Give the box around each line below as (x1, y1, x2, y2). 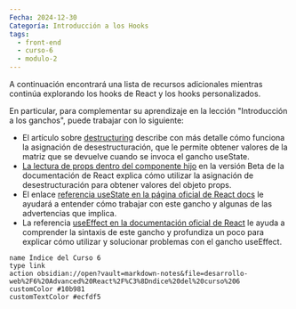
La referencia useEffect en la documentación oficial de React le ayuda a (21, 217, 285, 228)
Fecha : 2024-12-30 (9, 12, 77, 22)
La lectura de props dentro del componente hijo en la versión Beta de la (21, 161, 284, 171)
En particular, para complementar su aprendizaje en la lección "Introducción (9, 106, 288, 116)
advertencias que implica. (21, 208, 117, 218)
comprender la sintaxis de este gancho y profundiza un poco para (21, 227, 265, 237)
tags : (9, 29, 29, 38)
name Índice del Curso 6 (9, 254, 101, 263)
